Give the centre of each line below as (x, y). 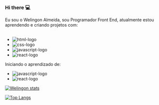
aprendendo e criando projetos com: (42, 25)
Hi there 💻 (18, 7)
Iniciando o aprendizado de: (33, 64)
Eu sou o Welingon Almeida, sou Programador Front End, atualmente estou (79, 20)
